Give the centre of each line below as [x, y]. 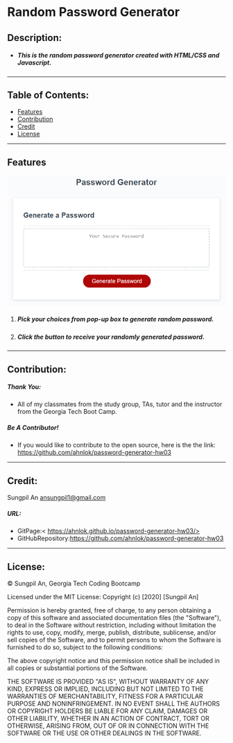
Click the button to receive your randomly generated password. [111, 337]
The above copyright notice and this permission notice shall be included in [113, 661]
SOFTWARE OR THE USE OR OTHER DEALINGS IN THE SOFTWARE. [104, 733]
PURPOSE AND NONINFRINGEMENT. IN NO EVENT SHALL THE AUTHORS [114, 704]
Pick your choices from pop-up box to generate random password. [115, 319]
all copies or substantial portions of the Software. [77, 668]
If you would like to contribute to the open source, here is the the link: [116, 445]
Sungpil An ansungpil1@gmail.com [57, 498]
